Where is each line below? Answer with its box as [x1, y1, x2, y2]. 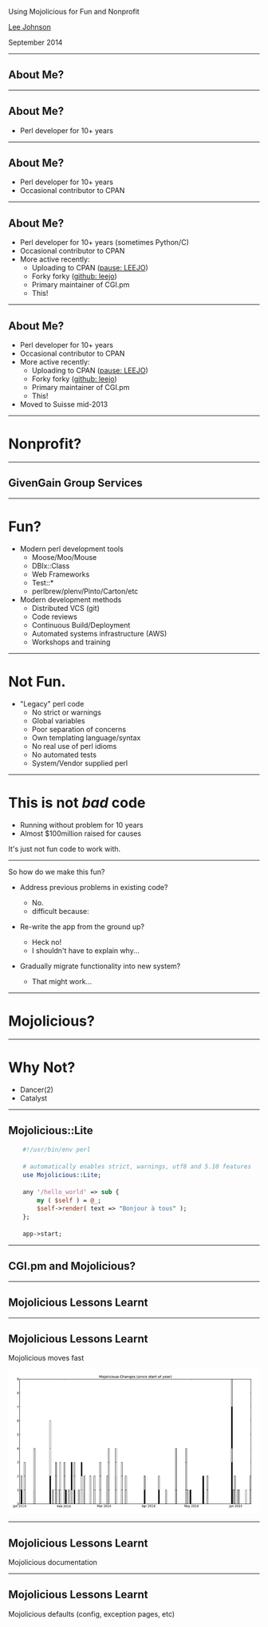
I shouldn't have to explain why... [31, 945, 140, 955]
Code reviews [31, 612, 77, 621]
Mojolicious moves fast [8, 1353, 85, 1363]
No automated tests [31, 750, 97, 759]
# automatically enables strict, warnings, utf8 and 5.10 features [22, 1163, 251, 1171]
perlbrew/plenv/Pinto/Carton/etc [31, 586, 139, 596]
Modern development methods [19, 594, 122, 605]
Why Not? [8, 1058, 76, 1076]
